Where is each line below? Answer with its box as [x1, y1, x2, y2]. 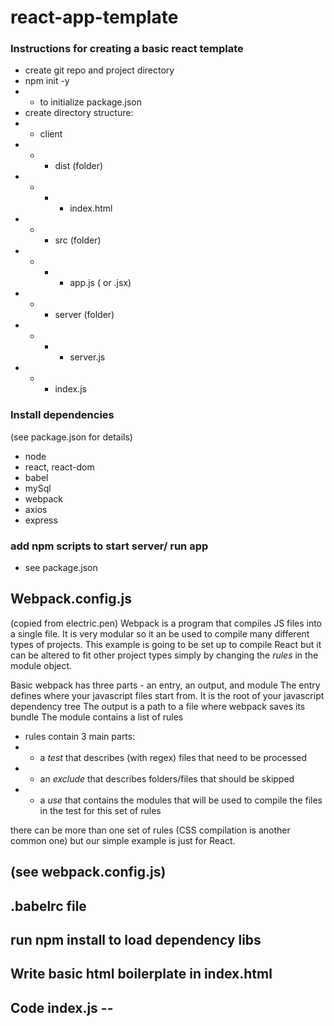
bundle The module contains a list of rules [10, 711, 184, 723]
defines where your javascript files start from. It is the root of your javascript [10, 689, 325, 701]
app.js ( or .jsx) [69, 277, 132, 289]
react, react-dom [24, 461, 95, 473]
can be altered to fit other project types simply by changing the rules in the [10, 649, 319, 661]
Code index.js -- [10, 999, 114, 1016]
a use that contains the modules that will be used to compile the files [39, 794, 323, 806]
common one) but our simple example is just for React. [10, 834, 236, 846]
